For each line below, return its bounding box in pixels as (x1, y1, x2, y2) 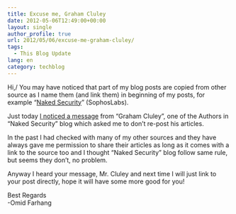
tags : (7, 43, 23, 50)
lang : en (7, 57, 33, 64)
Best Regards (7, 191, 47, 199)
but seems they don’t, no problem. (7, 156, 108, 164)
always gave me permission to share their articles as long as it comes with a (7, 140, 230, 149)
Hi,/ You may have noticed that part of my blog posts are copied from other (7, 82, 227, 91)
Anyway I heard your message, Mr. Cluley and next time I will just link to (7, 169, 217, 178)
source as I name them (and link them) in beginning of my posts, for (7, 90, 206, 99)
